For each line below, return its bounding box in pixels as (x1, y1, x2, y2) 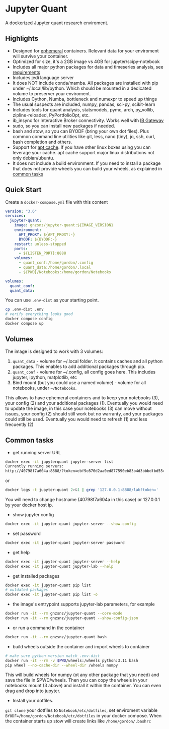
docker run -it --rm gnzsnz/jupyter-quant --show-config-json (5, 616, 138, 621)
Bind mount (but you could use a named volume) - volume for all (12, 379, 146, 386)
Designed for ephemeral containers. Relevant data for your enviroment (12, 47, 159, 53)
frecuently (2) (5, 421, 34, 428)
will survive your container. (12, 53, 69, 59)
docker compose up (5, 321, 44, 326)
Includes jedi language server (12, 74, 74, 81)
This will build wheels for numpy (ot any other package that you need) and (5, 672, 159, 678)
